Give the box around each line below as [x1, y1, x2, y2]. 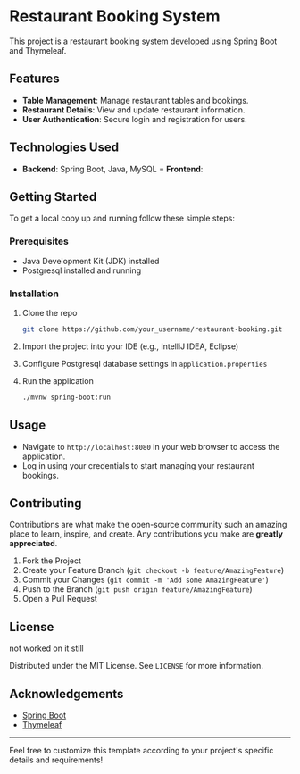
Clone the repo [21, 307, 78, 318]
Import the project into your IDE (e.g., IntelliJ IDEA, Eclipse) [21, 341, 239, 352]
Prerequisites [9, 235, 69, 247]
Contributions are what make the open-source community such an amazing [9, 520, 287, 530]
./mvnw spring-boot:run [21, 393, 112, 402]
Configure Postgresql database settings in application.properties [21, 358, 268, 369]
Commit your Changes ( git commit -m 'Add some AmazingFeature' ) [21, 574, 270, 586]
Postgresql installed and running [21, 265, 141, 276]
